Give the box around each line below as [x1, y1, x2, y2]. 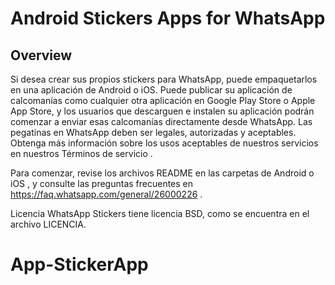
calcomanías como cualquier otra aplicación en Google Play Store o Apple [10, 95, 316, 106]
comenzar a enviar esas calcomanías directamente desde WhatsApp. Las [10, 116, 313, 127]
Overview [10, 47, 73, 64]
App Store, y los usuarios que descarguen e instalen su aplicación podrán [10, 105, 315, 117]
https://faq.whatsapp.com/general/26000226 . [10, 188, 203, 200]
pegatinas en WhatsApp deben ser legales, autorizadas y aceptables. [10, 127, 297, 138]
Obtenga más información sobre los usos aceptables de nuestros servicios [10, 137, 319, 149]
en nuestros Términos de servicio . [10, 148, 153, 159]
